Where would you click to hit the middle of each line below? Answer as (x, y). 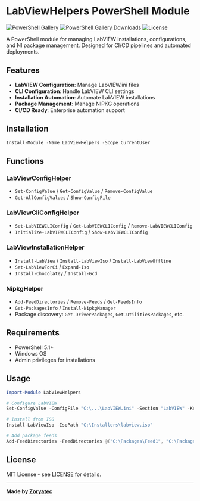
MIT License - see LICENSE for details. (54, 474)
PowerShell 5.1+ (34, 347)
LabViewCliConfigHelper (43, 213)
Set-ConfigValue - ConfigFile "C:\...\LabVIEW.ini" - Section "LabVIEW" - (98, 409)
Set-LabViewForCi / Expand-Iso (52, 267)
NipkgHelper (25, 288)
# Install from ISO (30, 419)
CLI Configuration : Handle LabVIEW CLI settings (74, 91)
